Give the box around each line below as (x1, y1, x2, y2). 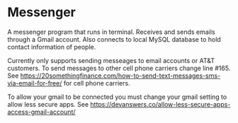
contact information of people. (7, 42, 96, 51)
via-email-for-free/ (7, 78, 62, 87)
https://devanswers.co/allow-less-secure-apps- (90, 100, 231, 108)
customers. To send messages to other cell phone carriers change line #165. (7, 64, 231, 72)
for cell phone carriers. (63, 78, 130, 87)
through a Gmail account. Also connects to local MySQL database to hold (7, 35, 221, 43)
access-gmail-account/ (7, 107, 76, 116)
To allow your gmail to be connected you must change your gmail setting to (7, 93, 227, 101)
